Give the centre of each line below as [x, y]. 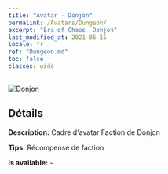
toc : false [26, 60]
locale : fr [26, 45]
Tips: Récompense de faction [56, 147]
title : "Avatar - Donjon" [50, 15]
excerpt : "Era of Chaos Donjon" [63, 30]
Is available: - [31, 162]
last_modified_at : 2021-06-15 [58, 37]
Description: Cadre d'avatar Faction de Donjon [84, 132]
